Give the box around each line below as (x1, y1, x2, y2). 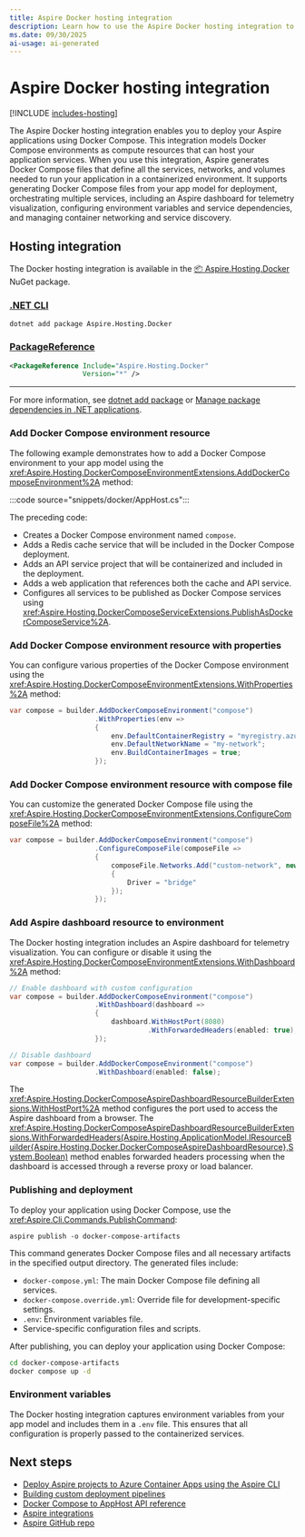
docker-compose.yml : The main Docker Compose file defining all (22, 1274, 261, 1285)
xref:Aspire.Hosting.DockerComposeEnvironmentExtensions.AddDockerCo (9, 467, 290, 478)
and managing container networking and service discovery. (9, 213, 232, 223)
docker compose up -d (9, 1366, 92, 1376)
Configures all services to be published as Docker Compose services (22, 587, 281, 598)
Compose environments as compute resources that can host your (9, 144, 255, 155)
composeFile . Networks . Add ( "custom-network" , (110, 860, 282, 870)
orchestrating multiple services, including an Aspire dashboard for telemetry (9, 193, 295, 204)
